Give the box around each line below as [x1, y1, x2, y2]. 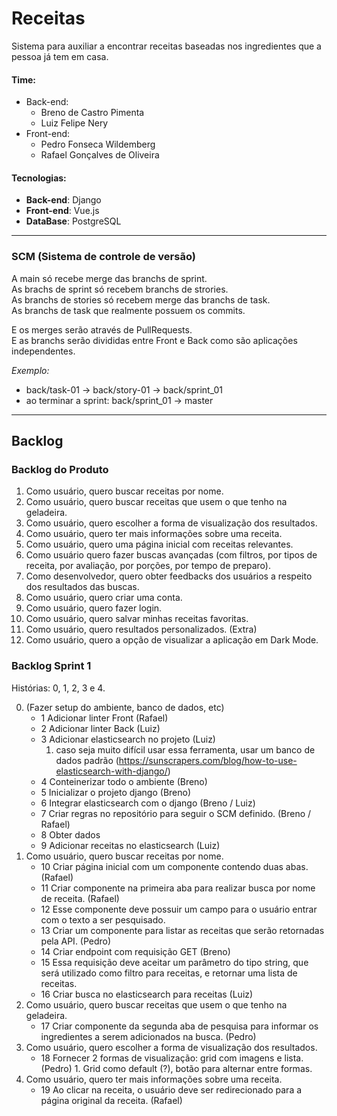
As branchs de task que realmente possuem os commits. [11, 304, 246, 316]
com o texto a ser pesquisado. [40, 913, 166, 926]
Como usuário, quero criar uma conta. [25, 592, 183, 604]
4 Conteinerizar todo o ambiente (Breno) [40, 775, 208, 787]
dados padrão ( [55, 754, 119, 766]
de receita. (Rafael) [40, 892, 120, 904]
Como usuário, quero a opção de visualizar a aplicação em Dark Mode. [25, 634, 319, 646]
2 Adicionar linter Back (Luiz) [40, 722, 161, 734]
